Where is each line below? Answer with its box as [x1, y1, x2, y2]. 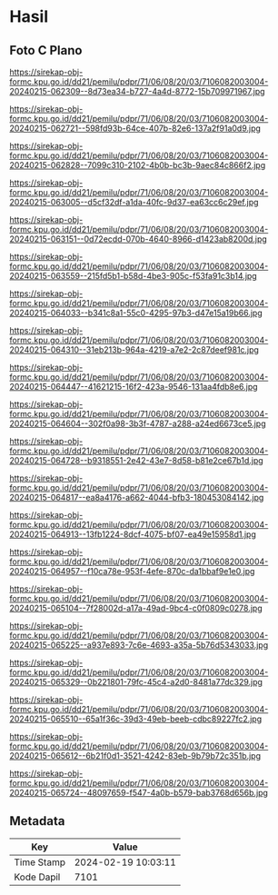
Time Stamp [14, 856, 66, 869]
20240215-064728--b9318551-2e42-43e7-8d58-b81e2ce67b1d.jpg [9, 455, 263, 465]
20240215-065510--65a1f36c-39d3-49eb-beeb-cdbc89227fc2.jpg [9, 713, 263, 724]
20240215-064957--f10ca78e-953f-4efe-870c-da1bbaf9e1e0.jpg [9, 566, 255, 576]
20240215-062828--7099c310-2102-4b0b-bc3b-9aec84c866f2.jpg [9, 160, 266, 170]
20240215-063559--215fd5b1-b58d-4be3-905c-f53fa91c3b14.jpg [9, 271, 257, 281]
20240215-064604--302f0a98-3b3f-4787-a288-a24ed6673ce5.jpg [9, 418, 266, 429]
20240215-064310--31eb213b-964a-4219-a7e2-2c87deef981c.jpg [9, 344, 259, 355]
